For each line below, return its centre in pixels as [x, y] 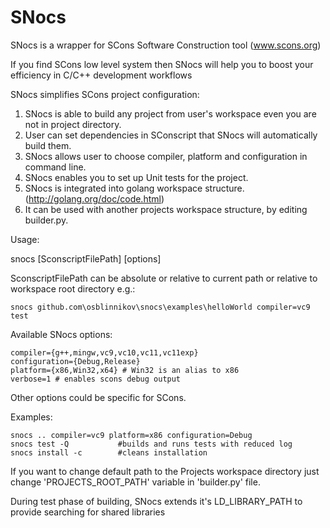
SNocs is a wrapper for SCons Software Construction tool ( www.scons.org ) [166, 45]
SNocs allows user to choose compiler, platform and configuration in [166, 156]
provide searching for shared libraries [88, 512]
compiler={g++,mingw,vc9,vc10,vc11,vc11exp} [104, 352]
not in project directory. [73, 124]
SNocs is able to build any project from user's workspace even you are [170, 113]
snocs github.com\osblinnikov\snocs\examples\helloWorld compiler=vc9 [160, 307]
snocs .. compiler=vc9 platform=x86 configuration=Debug [131, 435]
